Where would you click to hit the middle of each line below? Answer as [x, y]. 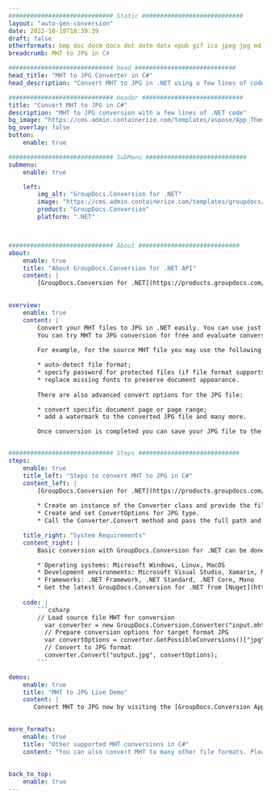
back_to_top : [30, 775]
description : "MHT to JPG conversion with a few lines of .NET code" [128, 113]
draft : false [30, 38]
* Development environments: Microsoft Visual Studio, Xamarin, [148, 573]
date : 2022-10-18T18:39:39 [54, 31]
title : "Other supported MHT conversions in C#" [106, 744]
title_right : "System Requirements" [85, 535]
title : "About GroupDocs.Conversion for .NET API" [110, 268]
